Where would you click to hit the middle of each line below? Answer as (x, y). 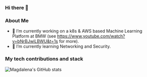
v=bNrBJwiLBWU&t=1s (35, 41)
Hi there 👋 (17, 8)
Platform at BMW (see (34, 36)
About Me (17, 20)
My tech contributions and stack (44, 59)
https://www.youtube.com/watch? (91, 36)
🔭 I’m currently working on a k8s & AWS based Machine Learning (77, 31)
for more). (69, 41)
